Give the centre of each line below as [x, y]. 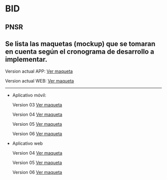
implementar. [26, 59]
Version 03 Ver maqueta [37, 105]
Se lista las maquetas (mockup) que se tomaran [80, 44]
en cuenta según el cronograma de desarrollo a [80, 51]
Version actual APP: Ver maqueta [39, 71]
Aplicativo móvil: [29, 95]
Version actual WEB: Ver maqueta [40, 81]
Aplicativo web [28, 143]
